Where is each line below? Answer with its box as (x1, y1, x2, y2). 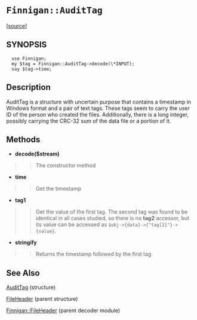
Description (6, 83, 51, 93)
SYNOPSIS (6, 39, 47, 50)
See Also (6, 268, 40, 278)
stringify (14, 239, 37, 246)
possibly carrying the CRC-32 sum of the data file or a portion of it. (6, 117, 171, 124)
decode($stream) (14, 150, 60, 157)
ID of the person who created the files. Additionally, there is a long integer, (6, 111, 189, 118)
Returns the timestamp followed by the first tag (35, 251, 152, 258)
